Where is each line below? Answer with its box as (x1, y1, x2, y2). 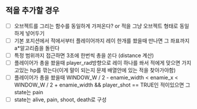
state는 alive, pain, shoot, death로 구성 (14, 96, 107, 103)
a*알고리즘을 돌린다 (14, 44, 60, 51)
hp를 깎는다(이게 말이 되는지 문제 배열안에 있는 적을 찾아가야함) (30, 67, 176, 74)
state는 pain (14, 89, 44, 96)
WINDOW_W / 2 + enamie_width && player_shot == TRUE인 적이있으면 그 (14, 81, 190, 88)
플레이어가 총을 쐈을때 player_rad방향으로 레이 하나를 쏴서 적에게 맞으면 (14, 60, 181, 66)
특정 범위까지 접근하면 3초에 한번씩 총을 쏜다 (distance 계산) (14, 52, 154, 59)
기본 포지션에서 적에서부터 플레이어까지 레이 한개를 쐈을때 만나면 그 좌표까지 (14, 37, 190, 44)
